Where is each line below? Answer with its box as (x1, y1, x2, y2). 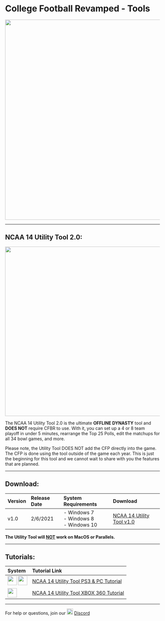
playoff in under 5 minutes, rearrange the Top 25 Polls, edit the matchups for (5, 430, 160, 436)
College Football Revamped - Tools (5, 3, 151, 14)
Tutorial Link (32, 567, 62, 574)
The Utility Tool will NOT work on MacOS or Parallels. (5, 534, 115, 540)
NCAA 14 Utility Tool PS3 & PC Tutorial (32, 578, 122, 585)
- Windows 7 (63, 509, 94, 516)
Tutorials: (5, 552, 35, 561)
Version (7, 497, 27, 504)
